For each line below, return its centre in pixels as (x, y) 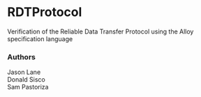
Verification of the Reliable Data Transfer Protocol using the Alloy (100, 31)
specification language (40, 38)
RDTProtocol (45, 12)
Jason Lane (24, 72)
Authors (22, 57)
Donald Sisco (26, 80)
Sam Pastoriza (28, 87)
